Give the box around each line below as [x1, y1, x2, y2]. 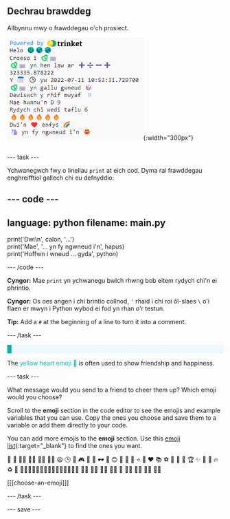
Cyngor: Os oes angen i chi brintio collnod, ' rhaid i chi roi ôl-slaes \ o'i [7, 297, 210, 306]
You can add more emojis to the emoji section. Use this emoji [7, 434, 181, 443]
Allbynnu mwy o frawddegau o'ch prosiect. [7, 23, 129, 32]
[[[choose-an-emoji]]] [7, 478, 69, 487]
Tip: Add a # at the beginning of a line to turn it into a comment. [7, 318, 187, 326]
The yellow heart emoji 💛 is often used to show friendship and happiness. [7, 359, 215, 368]
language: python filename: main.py [7, 217, 166, 229]
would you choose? [7, 393, 62, 401]
